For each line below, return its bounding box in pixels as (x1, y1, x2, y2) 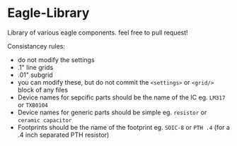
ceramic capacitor (17, 116, 72, 124)
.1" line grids (17, 63, 54, 71)
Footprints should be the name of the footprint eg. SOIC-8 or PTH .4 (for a (17, 123, 230, 131)
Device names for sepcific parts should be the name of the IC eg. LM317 (17, 93, 226, 102)
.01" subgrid (17, 71, 53, 79)
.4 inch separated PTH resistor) (17, 130, 110, 139)
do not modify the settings (17, 55, 95, 64)
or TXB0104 (17, 100, 48, 109)
